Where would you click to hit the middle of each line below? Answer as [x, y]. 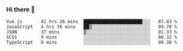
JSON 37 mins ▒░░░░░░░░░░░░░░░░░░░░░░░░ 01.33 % [92, 32]
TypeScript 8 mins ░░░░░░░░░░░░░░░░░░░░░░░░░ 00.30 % [92, 43]
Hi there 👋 [21, 9]
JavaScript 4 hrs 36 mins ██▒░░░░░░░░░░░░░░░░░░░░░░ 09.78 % [92, 27]
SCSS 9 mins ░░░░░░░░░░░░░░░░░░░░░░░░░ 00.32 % [92, 37]
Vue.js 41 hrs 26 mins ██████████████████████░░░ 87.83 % [92, 22]
